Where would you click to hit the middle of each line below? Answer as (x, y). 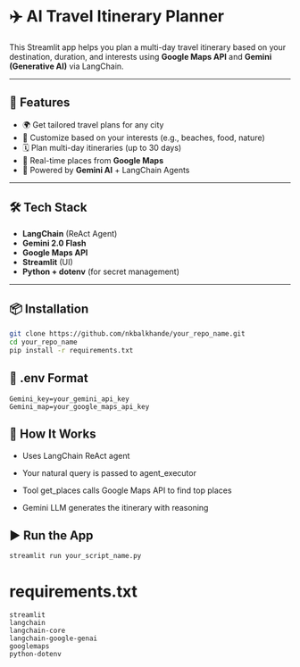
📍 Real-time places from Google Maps (92, 160)
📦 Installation (49, 308)
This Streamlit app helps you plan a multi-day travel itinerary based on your (148, 47)
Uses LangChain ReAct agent (76, 455)
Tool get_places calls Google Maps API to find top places (127, 490)
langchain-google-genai (54, 638)
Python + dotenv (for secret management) (101, 271)
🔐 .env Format (49, 378)
